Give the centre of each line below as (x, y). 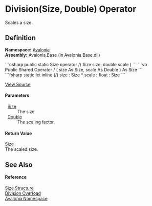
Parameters (17, 95)
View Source (18, 84)
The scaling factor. (36, 122)
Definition (20, 38)
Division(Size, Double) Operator (71, 9)
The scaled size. (22, 149)
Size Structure (20, 188)
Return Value (19, 133)
